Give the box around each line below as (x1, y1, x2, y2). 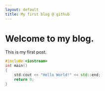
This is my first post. (5, 49, 47, 55)
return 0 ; (14, 77, 35, 82)
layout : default (5, 7, 39, 12)
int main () (5, 63, 28, 68)
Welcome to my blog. (5, 33, 94, 44)
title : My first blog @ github (5, 12, 70, 17)
